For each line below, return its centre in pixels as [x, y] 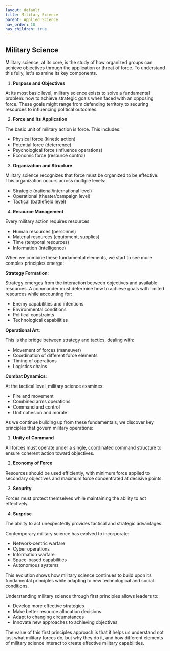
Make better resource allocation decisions [57, 611]
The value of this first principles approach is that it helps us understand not [84, 632]
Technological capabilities [40, 320]
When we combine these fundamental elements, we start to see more [79, 257]
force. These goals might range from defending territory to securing [77, 104]
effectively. [17, 503]
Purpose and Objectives [39, 83]
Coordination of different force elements [55, 355]
